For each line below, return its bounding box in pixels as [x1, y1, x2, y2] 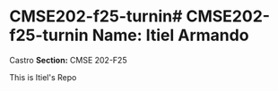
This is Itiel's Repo [9, 71, 77, 82]
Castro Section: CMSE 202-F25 [9, 54, 127, 65]
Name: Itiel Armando [91, 25, 249, 45]
